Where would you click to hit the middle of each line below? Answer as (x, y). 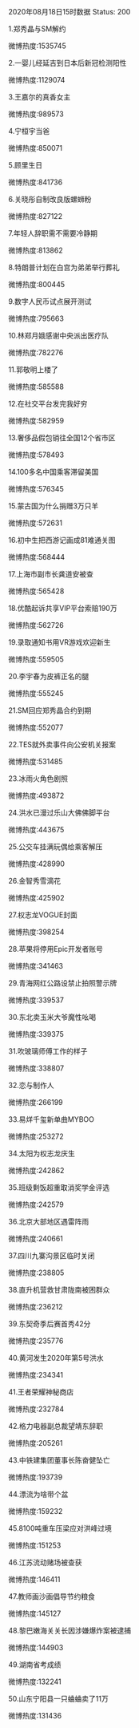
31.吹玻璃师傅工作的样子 (48, 1051)
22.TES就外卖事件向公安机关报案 (62, 745)
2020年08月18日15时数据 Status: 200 (69, 12)
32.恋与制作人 (31, 1085)
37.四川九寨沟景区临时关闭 (52, 1256)
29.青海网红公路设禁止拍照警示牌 (63, 983)
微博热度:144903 (36, 1647)
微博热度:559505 (36, 659)
